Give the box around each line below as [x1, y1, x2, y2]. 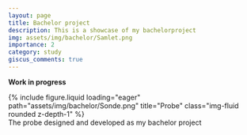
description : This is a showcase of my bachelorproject [8, 26, 196, 34]
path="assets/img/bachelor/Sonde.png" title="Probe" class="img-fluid [8, 100, 239, 111]
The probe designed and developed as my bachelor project [8, 118, 202, 127]
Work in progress [8, 77, 66, 87]
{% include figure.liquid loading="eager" [8, 92, 141, 102]
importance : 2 [8, 41, 55, 49]
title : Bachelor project [8, 19, 90, 27]
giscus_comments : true [8, 56, 83, 64]
